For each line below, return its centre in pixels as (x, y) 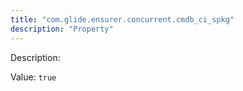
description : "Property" (62, 29)
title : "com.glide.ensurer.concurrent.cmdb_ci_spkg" (122, 19)
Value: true (33, 77)
